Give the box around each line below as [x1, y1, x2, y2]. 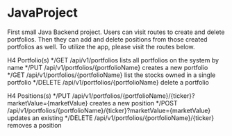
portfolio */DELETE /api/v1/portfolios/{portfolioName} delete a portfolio [7, 78, 210, 86]
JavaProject [7, 5, 78, 21]
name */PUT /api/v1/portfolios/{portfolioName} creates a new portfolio [7, 63, 208, 71]
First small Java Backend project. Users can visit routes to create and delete [7, 28, 225, 36]
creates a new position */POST [89, 99, 178, 107]
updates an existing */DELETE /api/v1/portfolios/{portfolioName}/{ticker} [7, 113, 215, 122]
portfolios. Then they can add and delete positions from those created [7, 35, 208, 43]
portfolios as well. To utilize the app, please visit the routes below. [7, 42, 196, 51]
